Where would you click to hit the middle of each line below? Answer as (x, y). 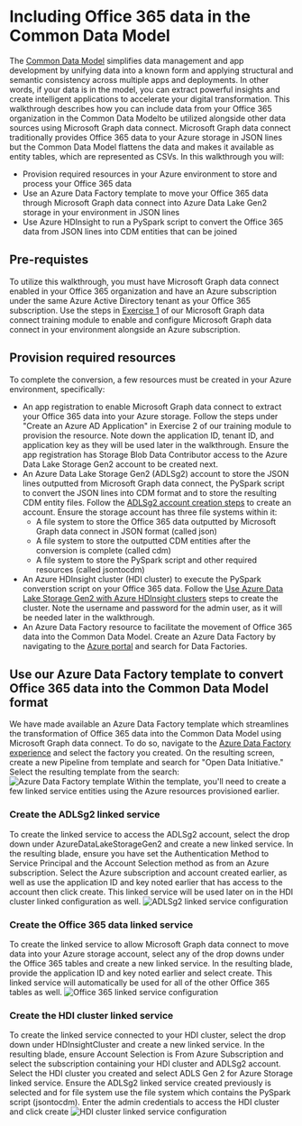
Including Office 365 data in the (130, 17)
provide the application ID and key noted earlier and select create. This (141, 973)
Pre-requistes (49, 260)
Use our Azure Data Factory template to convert (146, 674)
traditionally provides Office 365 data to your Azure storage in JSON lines (146, 137)
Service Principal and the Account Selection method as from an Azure (139, 863)
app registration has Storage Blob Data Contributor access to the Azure (155, 454)
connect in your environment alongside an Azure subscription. (125, 329)
